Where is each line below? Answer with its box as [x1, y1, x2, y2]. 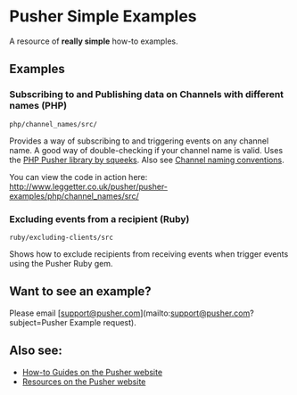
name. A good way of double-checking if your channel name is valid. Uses [9, 144, 284, 155]
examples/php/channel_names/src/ [9, 190, 140, 202]
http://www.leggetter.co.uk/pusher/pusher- [9, 181, 168, 192]
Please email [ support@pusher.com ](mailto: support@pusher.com [9, 308, 251, 318]
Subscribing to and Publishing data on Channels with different [9, 88, 284, 101]
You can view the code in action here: [9, 171, 148, 182]
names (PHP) [9, 100, 68, 112]
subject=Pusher [9, 317, 68, 327]
